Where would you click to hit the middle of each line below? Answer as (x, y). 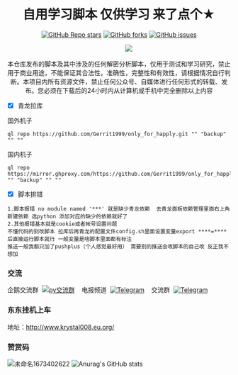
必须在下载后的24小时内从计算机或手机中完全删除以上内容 (128, 90)
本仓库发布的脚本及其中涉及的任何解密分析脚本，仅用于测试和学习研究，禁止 (119, 64)
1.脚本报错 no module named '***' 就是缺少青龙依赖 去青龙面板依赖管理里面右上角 (119, 209)
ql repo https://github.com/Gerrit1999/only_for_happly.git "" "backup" (117, 134)
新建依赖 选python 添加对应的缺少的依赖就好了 (68, 217)
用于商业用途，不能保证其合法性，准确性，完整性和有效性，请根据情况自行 (116, 72)
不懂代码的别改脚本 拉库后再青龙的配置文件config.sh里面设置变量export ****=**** (117, 232)
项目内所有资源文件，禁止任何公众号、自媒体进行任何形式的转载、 (125, 82)
